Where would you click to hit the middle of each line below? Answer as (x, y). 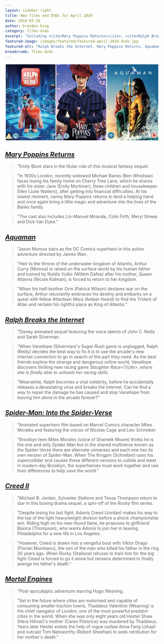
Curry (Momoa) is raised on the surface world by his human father (83, 269)
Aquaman (20, 237)
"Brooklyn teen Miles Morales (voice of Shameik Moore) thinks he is (85, 439)
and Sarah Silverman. (39, 337)
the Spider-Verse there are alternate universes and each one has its (85, 450)
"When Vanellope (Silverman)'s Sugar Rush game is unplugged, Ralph (87, 347)
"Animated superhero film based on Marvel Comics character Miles (84, 424)
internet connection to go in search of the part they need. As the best (87, 357)
